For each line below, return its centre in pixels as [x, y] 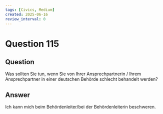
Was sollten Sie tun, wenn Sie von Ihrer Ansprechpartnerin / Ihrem [73, 74]
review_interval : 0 [25, 19]
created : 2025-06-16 [27, 14]
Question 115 [32, 44]
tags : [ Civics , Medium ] [30, 10]
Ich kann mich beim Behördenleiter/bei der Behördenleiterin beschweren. [80, 107]
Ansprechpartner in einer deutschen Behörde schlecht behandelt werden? [82, 79]
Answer [18, 95]
